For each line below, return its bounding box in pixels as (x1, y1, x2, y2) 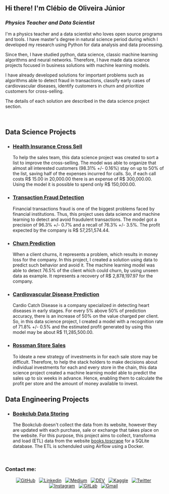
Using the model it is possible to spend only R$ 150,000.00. (12, 181, 136, 187)
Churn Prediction (12, 240, 55, 247)
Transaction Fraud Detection (12, 194, 84, 201)
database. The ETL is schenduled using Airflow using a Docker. (12, 443, 144, 449)
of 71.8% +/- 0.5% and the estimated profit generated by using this (12, 324, 152, 330)
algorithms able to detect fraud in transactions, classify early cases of (5, 77, 150, 83)
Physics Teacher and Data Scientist (5, 19, 95, 26)
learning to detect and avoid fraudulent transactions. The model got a (12, 216, 157, 222)
